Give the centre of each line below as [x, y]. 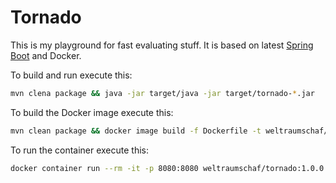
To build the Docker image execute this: [92, 112]
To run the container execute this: [80, 150]
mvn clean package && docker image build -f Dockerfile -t [136, 131]
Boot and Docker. [46, 55]
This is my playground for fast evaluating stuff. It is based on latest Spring [162, 45]
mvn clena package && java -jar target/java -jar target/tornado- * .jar [162, 93]
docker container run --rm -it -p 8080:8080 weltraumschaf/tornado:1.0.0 [167, 168]
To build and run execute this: [71, 75]
